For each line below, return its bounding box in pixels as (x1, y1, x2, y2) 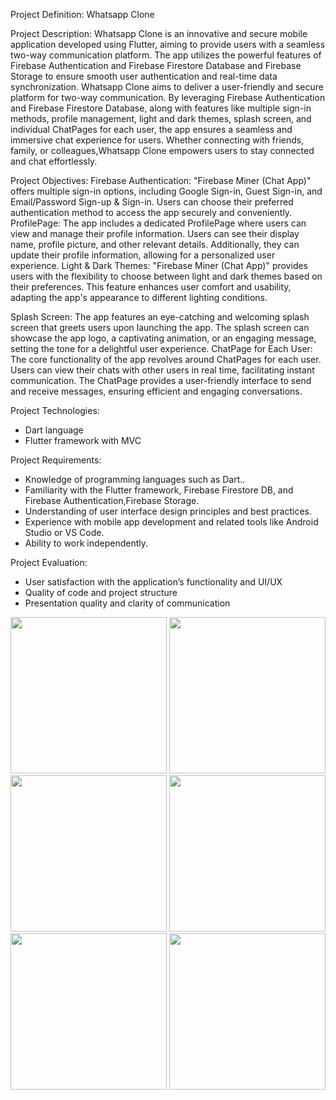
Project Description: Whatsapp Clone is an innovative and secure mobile (10, 28, 308, 39)
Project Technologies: (10, 405, 100, 416)
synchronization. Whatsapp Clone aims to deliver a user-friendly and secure (10, 81, 324, 93)
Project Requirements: (10, 454, 102, 466)
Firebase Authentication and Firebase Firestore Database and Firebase (10, 60, 302, 71)
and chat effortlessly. (10, 155, 98, 167)
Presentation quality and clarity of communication (24, 597, 231, 609)
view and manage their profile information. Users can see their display (10, 228, 300, 239)
